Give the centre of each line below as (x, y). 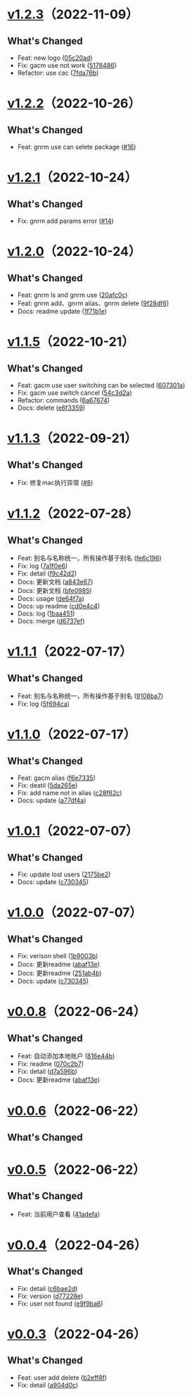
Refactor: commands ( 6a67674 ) (64, 400)
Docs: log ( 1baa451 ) (46, 613)
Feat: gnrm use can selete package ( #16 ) (77, 147)
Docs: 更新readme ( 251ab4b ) (59, 973)
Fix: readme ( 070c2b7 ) (51, 1064)
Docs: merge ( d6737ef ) (51, 621)
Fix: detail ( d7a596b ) (47, 1071)
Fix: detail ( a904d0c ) (48, 1385)
